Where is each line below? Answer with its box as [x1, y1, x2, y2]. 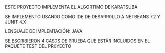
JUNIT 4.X [5, 19, 26, 25]
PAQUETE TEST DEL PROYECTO [5, 43, 72, 49]
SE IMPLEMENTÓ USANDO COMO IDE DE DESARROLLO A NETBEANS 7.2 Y [5, 14, 160, 19]
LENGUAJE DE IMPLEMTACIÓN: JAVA [5, 28, 83, 34]
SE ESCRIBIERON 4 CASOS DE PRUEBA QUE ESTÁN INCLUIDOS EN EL [5, 38, 150, 44]
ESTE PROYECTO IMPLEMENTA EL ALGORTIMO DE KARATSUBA [5, 4, 138, 10]
